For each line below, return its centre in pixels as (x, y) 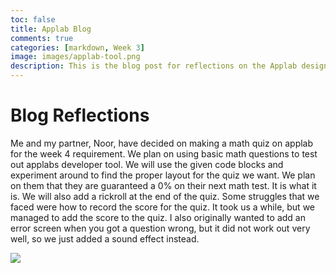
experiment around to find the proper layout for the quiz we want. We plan (163, 175)
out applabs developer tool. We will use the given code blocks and (147, 164)
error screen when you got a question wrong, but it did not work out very (160, 228)
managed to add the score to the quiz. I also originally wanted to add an (158, 217)
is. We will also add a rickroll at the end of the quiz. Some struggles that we (165, 196)
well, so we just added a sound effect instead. (105, 238)
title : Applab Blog (51, 29)
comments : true (42, 38)
